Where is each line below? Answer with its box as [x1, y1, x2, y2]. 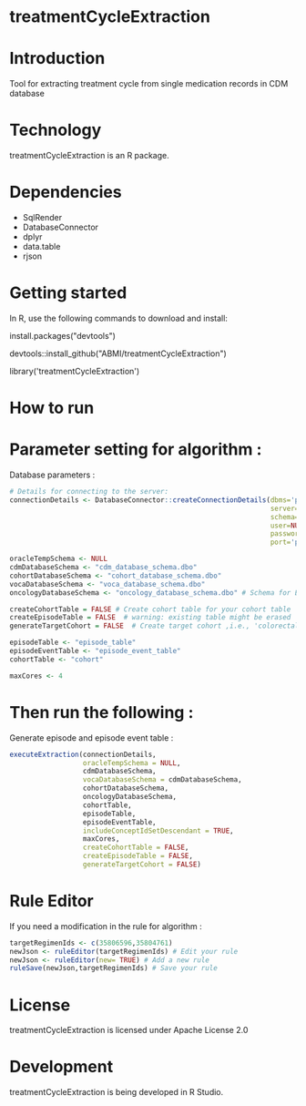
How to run [9, 398, 95, 418]
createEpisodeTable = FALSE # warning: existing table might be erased [9, 613, 291, 622]
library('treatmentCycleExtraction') [9, 365, 140, 376]
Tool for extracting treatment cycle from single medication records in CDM [9, 78, 289, 89]
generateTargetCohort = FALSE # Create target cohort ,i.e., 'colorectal [9, 621, 300, 630]
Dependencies [9, 182, 122, 202]
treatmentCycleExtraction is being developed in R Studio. [9, 1087, 224, 1098]
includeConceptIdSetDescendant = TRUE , [82, 826, 234, 835]
